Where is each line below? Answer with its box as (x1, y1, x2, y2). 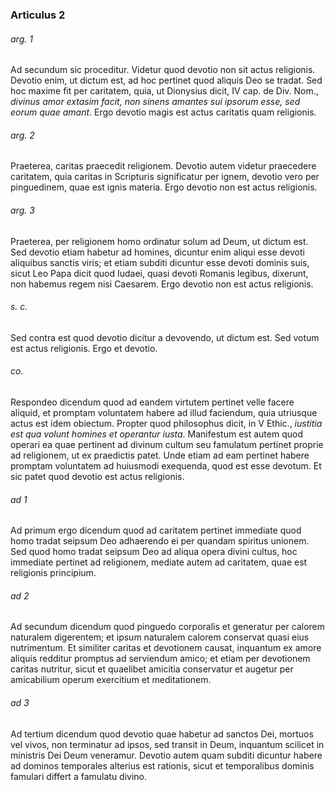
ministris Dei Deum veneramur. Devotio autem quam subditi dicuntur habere (10, 749, 323, 761)
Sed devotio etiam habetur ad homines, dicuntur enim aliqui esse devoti (10, 246, 305, 258)
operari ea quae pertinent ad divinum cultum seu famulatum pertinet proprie (10, 438, 324, 450)
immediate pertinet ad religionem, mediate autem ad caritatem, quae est (10, 556, 308, 568)
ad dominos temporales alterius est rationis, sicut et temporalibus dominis (10, 759, 315, 772)
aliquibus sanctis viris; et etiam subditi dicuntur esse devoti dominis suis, (10, 256, 310, 268)
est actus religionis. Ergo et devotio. (10, 342, 158, 354)
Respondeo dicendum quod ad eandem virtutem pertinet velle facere (10, 396, 295, 408)
